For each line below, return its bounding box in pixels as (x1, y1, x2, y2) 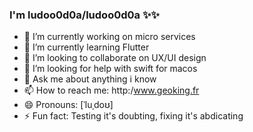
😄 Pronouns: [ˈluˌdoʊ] (23, 99, 114, 111)
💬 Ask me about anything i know (23, 73, 157, 85)
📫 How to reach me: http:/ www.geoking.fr (23, 84, 200, 97)
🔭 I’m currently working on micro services (23, 31, 196, 43)
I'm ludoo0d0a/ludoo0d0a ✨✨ (9, 8, 160, 22)
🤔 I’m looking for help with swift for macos (23, 63, 198, 75)
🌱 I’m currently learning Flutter (23, 41, 150, 53)
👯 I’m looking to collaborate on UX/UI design (23, 52, 207, 64)
